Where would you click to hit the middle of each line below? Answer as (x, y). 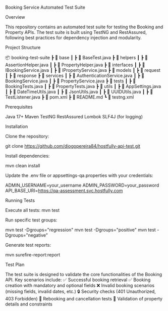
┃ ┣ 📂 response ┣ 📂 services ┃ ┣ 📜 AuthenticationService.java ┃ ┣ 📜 (75, 76)
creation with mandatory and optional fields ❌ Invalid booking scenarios (80, 285)
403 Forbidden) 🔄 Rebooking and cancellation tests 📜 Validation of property (84, 299)
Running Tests (20, 200)
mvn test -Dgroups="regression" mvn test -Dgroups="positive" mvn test (81, 230)
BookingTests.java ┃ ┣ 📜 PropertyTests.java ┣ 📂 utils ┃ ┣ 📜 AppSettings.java (83, 86)
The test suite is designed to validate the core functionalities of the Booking (84, 274)
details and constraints (29, 304)
